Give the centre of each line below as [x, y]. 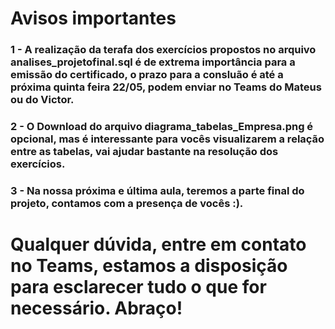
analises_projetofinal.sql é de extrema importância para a [153, 62]
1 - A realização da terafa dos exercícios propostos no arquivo [163, 50]
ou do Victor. [42, 100]
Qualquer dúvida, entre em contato [158, 244]
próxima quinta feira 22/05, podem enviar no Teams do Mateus [166, 87]
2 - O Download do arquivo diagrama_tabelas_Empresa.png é [162, 127]
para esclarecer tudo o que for [138, 287]
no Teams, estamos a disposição [149, 266]
